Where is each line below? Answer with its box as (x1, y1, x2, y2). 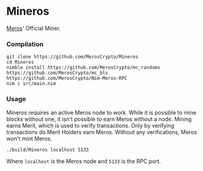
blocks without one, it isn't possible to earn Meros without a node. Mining (6, 115, 192, 123)
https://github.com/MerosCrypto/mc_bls (6, 70, 109, 76)
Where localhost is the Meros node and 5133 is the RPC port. (6, 158, 161, 165)
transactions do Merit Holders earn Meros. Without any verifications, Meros (6, 128, 197, 135)
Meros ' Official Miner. (6, 25, 61, 32)
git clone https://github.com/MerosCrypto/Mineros (6, 54, 139, 60)
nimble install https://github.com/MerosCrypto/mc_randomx (6, 64, 161, 71)
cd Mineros (6, 59, 34, 66)
